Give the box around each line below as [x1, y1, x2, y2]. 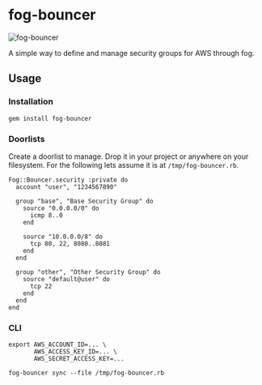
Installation [8, 96, 54, 107]
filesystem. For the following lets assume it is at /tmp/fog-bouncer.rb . [8, 160, 239, 169]
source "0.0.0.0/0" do [23, 204, 99, 212]
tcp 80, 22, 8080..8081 [29, 239, 111, 248]
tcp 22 [29, 282, 53, 290]
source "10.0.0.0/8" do [23, 233, 104, 241]
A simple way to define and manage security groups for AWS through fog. [8, 48, 255, 58]
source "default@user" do [23, 275, 111, 283]
